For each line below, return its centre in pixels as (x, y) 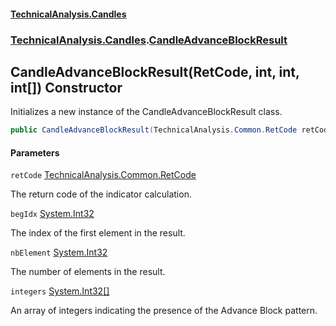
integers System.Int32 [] (60, 291)
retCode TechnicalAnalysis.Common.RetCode (103, 175)
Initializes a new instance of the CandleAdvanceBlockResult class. (146, 112)
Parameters (35, 152)
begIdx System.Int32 (52, 214)
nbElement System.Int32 (59, 252)
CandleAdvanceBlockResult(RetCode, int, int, (155, 71)
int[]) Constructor (66, 87)
